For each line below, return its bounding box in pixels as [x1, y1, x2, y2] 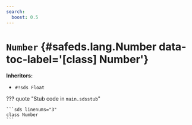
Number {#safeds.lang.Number [6, 40, 157, 54]
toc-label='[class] [6, 52, 97, 66]
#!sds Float [14, 85, 45, 91]
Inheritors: [6, 72, 33, 79]
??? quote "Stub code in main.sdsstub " [6, 95, 101, 102]
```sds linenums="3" [6, 107, 58, 113]
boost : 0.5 [11, 14, 39, 20]
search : [6, 8, 26, 15]
